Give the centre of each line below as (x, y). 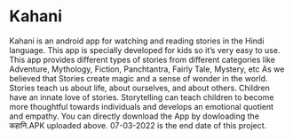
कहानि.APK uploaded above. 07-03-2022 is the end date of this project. (138, 125)
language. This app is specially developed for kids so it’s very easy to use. (145, 50)
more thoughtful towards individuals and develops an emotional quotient (141, 106)
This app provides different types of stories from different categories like (142, 59)
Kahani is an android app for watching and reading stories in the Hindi (137, 41)
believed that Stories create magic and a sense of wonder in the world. (139, 78)
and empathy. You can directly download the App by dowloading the (135, 116)
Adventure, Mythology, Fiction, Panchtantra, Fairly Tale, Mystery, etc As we (147, 69)
